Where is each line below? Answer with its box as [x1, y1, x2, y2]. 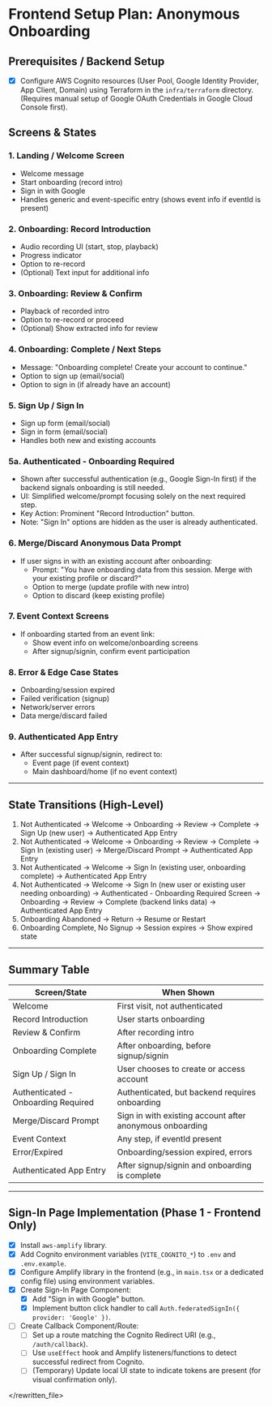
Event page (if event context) [32, 758, 130, 768]
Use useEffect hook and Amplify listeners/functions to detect [32, 1348, 237, 1358]
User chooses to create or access [117, 1064, 245, 1075]
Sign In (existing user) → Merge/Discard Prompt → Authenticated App [19, 845, 253, 855]
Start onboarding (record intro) [19, 177, 123, 187]
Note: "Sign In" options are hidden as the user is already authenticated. [19, 517, 258, 527]
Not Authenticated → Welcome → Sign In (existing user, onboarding [19, 863, 246, 872]
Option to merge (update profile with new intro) [32, 582, 190, 592]
